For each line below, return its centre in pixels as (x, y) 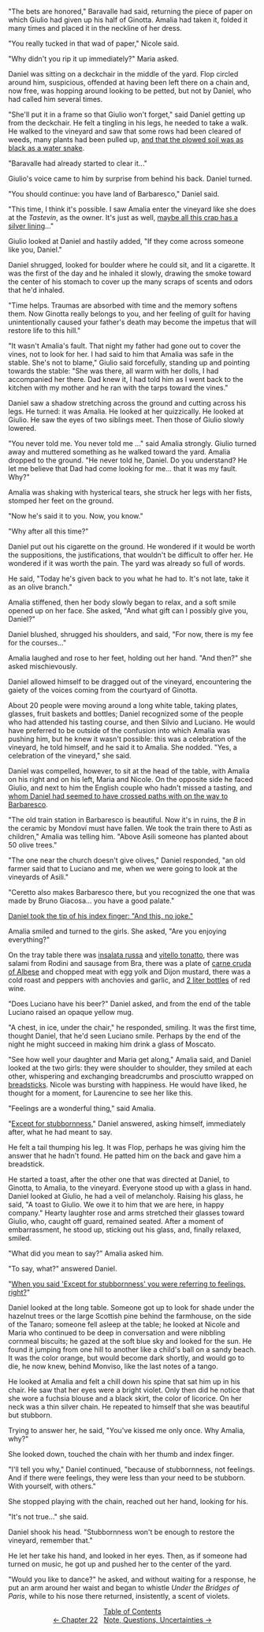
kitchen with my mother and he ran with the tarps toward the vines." (118, 387)
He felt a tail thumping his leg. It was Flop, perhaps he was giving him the (127, 1147)
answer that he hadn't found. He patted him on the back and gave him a (125, 1156)
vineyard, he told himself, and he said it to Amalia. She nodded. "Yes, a (123, 747)
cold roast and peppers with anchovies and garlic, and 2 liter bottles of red (129, 980)
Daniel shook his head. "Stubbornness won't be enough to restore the (121, 1532)
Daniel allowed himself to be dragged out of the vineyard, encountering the (130, 681)
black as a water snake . (46, 148)
